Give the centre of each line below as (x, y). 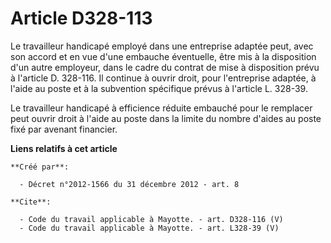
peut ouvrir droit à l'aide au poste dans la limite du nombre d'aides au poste (166, 118)
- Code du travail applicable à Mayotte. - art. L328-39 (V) (149, 228)
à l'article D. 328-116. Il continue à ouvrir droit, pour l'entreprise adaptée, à (163, 78)
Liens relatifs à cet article (64, 148)
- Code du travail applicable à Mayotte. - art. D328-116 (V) (151, 219)
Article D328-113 (81, 18)
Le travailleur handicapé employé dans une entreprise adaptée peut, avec (162, 46)
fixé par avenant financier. (64, 129)
